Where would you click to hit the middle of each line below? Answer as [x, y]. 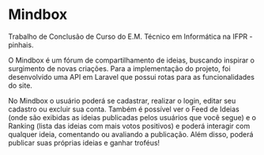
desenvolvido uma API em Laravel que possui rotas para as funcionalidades [132, 77]
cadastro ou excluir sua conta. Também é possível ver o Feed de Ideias [124, 109]
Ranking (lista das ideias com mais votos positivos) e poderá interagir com [129, 126]
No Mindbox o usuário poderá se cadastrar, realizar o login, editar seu [122, 100]
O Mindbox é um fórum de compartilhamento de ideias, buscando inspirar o [132, 60]
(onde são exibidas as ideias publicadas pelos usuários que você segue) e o [132, 117]
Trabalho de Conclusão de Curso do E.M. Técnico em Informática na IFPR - [130, 36]
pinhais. [21, 44]
